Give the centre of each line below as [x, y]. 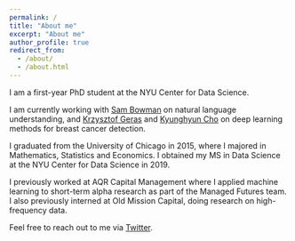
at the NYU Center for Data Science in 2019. [90, 165]
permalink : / [33, 17]
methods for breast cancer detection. [78, 128]
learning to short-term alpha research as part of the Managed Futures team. [148, 191]
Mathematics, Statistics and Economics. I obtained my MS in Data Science [145, 155]
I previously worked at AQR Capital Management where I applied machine [144, 181]
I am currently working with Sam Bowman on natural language [123, 109]
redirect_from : [37, 51]
